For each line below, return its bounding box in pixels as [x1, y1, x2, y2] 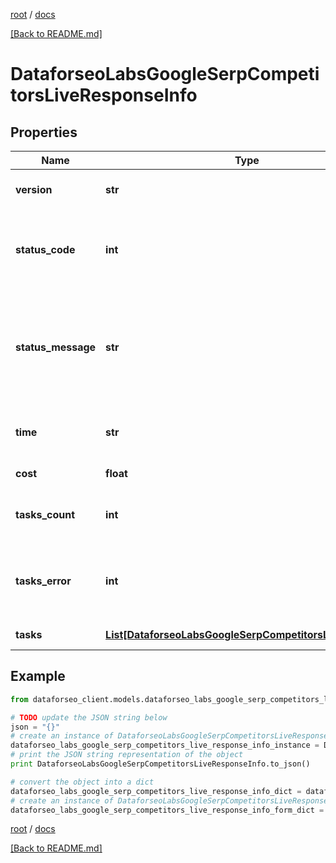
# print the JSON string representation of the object [10, 750, 244, 760]
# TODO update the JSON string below [10, 712, 168, 723]
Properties [10, 124, 78, 141]
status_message [15, 340, 97, 354]
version [15, 183, 53, 196]
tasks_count [15, 508, 76, 521]
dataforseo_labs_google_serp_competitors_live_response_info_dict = [10, 786, 302, 796]
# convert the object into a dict [10, 777, 155, 787]
